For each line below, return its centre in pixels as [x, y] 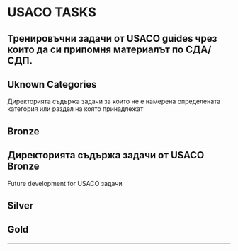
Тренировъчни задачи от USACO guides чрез [112, 39]
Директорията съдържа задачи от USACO [106, 155]
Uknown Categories [52, 84]
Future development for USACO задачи [65, 183]
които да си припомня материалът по [96, 49]
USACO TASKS [52, 12]
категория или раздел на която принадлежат [75, 109]
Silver [21, 205]
